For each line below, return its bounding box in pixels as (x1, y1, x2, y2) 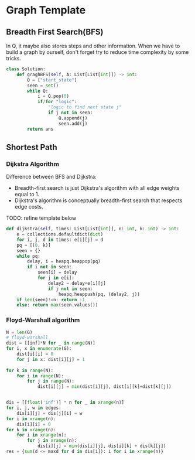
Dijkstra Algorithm (6, 159, 60, 168)
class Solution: (6, 66, 46, 72)
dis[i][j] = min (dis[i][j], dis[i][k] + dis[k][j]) (37, 443, 166, 449)
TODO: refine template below (6, 214, 77, 222)
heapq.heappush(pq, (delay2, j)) (58, 291, 141, 297)
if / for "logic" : (37, 99, 77, 105)
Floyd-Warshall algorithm (6, 316, 80, 324)
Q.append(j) (58, 115, 88, 121)
